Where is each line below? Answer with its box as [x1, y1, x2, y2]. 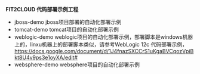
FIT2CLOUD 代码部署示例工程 [5, 6, 79, 13]
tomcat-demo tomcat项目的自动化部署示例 [14, 26, 119, 33]
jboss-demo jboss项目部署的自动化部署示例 [14, 18, 122, 26]
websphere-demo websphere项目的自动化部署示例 [14, 61, 140, 68]
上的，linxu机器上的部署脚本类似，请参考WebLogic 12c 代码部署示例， [14, 41, 187, 48]
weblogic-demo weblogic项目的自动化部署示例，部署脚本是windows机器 [14, 33, 193, 41]
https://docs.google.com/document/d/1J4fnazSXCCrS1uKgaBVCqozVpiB [14, 48, 194, 54]
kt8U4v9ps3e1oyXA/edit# [14, 54, 78, 61]
